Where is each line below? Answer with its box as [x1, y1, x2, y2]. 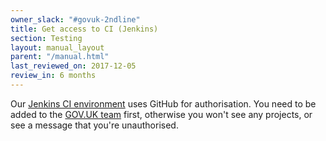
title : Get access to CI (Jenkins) [10, 24, 159, 34]
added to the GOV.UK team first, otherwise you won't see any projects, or [10, 108, 313, 120]
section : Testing [10, 33, 83, 43]
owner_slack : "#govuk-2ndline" [10, 14, 141, 25]
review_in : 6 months [10, 71, 97, 81]
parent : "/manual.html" [10, 52, 110, 62]
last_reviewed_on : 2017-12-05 [10, 61, 137, 71]
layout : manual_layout [10, 42, 105, 53]
